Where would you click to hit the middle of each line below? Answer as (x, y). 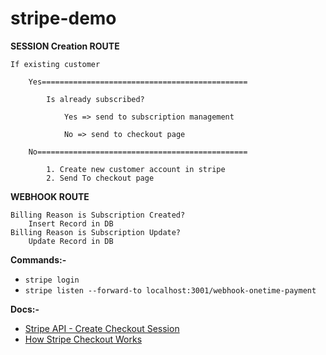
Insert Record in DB (71, 223)
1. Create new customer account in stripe (136, 169)
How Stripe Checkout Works (83, 339)
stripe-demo (63, 18)
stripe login (52, 280)
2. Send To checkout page (100, 178)
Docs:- (25, 309)
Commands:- (38, 259)
